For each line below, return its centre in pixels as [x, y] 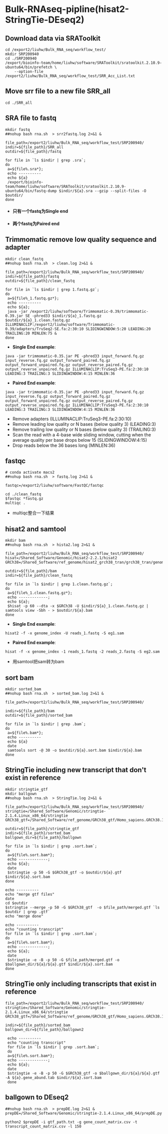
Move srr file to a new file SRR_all [58, 91]
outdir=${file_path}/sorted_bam [39, 716]
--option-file [29, 71]
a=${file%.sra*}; [25, 169]
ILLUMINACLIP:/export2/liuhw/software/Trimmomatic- [60, 324]
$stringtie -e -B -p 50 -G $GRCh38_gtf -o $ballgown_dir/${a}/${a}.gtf [83, 1073]
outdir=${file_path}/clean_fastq [40, 281]
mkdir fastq [17, 129]
